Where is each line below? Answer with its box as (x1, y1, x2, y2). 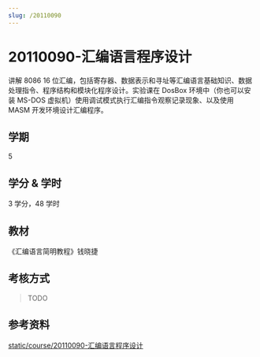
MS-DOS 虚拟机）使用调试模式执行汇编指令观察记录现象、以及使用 (17, 95, 234, 105)
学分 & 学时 (8, 177, 62, 190)
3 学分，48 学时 (8, 199, 61, 209)
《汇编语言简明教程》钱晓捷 (8, 247, 98, 256)
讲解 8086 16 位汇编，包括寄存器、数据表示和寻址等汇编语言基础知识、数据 (8, 76, 253, 85)
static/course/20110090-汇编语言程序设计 (8, 340, 143, 350)
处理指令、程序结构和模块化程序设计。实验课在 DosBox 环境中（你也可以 (8, 85, 244, 95)
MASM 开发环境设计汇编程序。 (8, 105, 108, 114)
